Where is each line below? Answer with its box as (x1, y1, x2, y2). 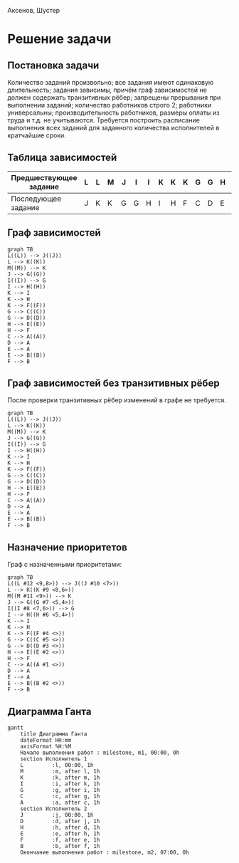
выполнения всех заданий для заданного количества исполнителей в (7, 124, 220, 132)
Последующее (11, 194, 62, 204)
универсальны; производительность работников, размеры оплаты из (7, 108, 220, 117)
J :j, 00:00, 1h (20, 812, 94, 819)
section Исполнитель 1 (20, 755, 87, 763)
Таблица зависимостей (7, 152, 117, 164)
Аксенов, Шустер (7, 6, 60, 14)
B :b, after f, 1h (20, 843, 100, 850)
